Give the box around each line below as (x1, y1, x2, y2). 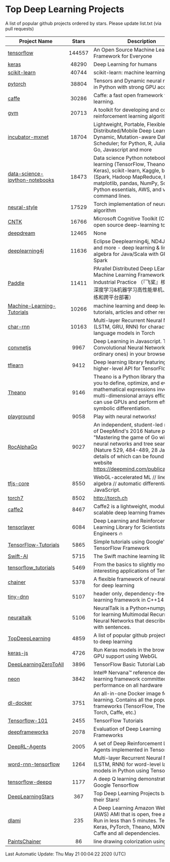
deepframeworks (8, 728, 49, 736)
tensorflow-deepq (8, 778, 52, 785)
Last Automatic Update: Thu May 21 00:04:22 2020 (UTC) (5, 851, 126, 857)
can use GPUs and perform (93, 398, 158, 405)
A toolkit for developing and (93, 106, 159, 113)
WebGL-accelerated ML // (93, 473, 157, 481)
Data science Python (93, 154, 143, 161)
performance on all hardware (93, 681, 163, 688)
